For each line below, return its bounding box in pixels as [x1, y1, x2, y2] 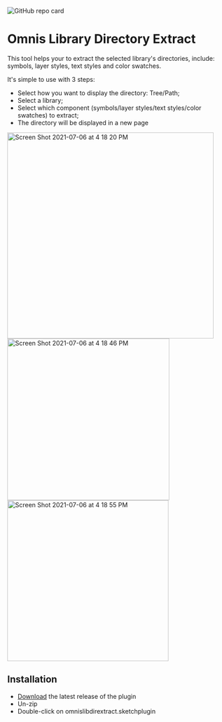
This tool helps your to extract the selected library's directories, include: [7, 54, 215, 62]
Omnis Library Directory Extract [7, 31, 196, 47]
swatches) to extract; [17, 111, 79, 119]
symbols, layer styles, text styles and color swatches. [7, 62, 162, 70]
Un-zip [17, 700, 38, 708]
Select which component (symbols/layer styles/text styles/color [17, 104, 202, 112]
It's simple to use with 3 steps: [7, 75, 95, 83]
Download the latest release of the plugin [17, 692, 137, 700]
